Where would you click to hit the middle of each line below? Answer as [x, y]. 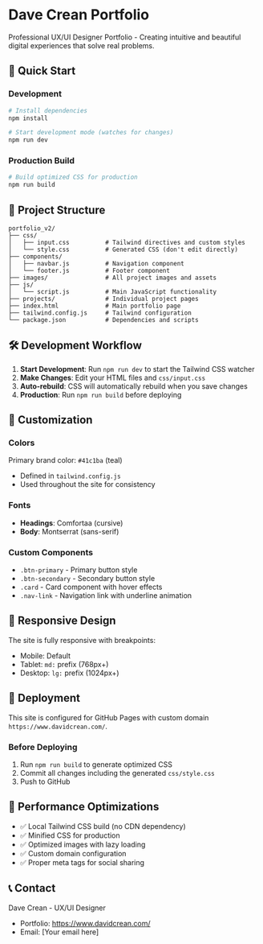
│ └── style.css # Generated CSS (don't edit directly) [123, 249]
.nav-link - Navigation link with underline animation [106, 596]
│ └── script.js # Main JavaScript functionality [113, 291]
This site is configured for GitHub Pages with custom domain [109, 717]
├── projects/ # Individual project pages [103, 299]
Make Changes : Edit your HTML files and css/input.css [113, 377]
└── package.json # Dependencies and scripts [103, 319]
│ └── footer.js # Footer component [89, 270]
